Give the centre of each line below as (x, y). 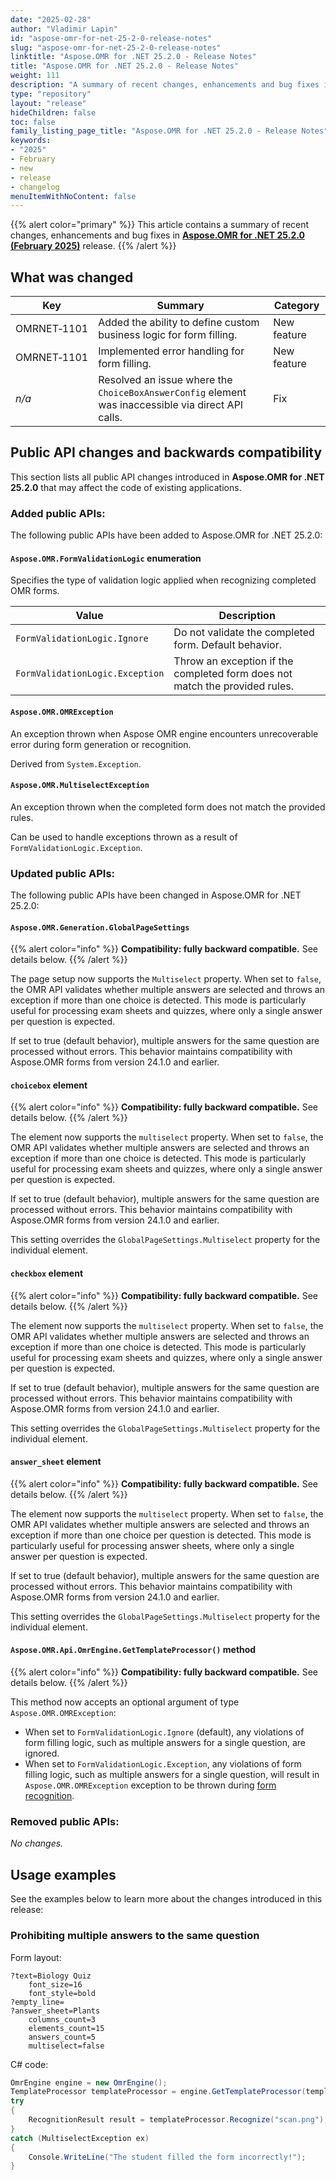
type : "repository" (51, 94)
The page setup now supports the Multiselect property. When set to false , (166, 979)
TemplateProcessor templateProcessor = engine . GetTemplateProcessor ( (158, 2092)
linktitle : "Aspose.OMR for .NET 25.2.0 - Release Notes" (133, 57)
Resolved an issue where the (165, 380)
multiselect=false (66, 2046)
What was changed (72, 277)
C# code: (29, 2064)
